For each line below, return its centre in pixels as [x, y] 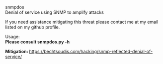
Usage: [12, 37]
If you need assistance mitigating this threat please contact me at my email [82, 22]
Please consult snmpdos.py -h [38, 42]
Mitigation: [17, 51]
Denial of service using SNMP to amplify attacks [55, 12]
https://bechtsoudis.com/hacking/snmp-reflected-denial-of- [91, 51]
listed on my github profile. [33, 27]
